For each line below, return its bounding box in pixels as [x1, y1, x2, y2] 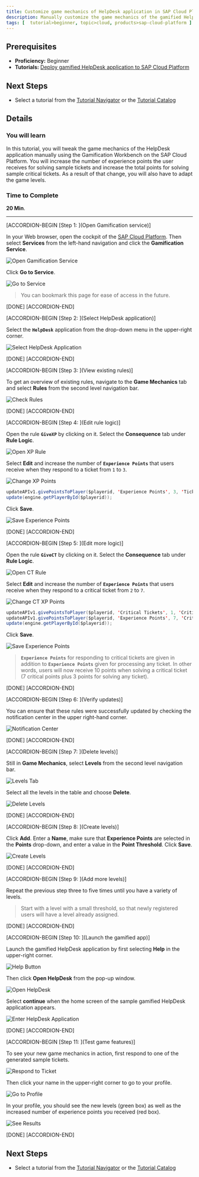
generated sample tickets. [6, 1056, 70, 1063]
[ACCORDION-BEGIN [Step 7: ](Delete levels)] [6, 748, 118, 755]
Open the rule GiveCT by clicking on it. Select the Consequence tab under [6, 551, 186, 558]
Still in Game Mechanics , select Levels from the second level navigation [6, 759, 183, 767]
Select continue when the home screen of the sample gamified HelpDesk [6, 998, 185, 1005]
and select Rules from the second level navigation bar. [6, 384, 139, 392]
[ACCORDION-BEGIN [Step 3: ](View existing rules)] [6, 367, 133, 374]
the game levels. [6, 176, 46, 184]
